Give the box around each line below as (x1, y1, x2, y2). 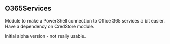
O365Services (5, 4, 52, 13)
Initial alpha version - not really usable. (5, 33, 86, 39)
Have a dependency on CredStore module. (5, 23, 95, 29)
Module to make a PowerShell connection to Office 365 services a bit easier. (5, 17, 165, 24)
